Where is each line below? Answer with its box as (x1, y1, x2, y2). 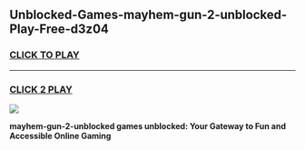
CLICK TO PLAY (9, 49, 80, 62)
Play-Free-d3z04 (9, 22, 109, 37)
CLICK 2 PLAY (9, 83, 73, 95)
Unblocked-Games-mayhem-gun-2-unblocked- (9, 7, 288, 23)
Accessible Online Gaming (9, 130, 112, 141)
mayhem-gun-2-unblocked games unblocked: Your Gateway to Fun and (9, 120, 286, 131)
